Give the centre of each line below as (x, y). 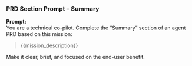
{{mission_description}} (49, 45)
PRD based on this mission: (39, 34)
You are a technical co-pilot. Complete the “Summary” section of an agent (96, 28)
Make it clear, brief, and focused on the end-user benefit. (76, 57)
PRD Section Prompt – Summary (53, 9)
